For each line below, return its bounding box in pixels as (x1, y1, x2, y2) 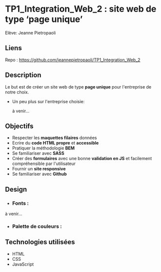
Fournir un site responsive (12, 166, 66, 172)
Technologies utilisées (5, 238, 75, 246)
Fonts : (12, 199, 29, 206)
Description (5, 71, 41, 79)
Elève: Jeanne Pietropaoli (5, 30, 56, 36)
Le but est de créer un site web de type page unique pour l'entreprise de (5, 84, 152, 90)
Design (5, 185, 27, 193)
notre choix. (5, 89, 29, 95)
